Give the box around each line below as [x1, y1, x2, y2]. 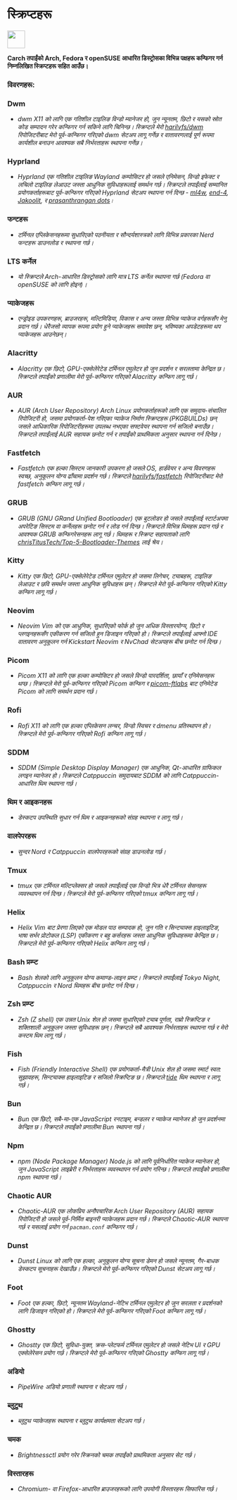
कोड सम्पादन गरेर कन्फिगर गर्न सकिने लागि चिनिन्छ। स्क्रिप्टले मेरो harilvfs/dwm [17, 123, 204, 131]
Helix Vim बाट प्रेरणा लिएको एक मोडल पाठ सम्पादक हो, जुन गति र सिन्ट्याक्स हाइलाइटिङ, [17, 923, 220, 932]
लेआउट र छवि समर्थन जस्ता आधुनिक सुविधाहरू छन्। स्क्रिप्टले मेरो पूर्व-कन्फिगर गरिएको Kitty [17, 579, 227, 588]
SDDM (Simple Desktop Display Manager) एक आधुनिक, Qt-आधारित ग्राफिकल [17, 764, 222, 772]
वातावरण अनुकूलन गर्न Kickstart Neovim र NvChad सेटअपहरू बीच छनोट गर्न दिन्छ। [17, 638, 222, 646]
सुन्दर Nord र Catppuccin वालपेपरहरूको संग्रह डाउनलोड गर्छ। [17, 847, 167, 855]
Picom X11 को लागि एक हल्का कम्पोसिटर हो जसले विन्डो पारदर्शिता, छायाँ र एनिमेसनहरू [17, 671, 214, 680]
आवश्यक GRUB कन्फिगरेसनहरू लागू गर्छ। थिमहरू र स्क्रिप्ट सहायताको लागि [17, 530, 190, 538]
